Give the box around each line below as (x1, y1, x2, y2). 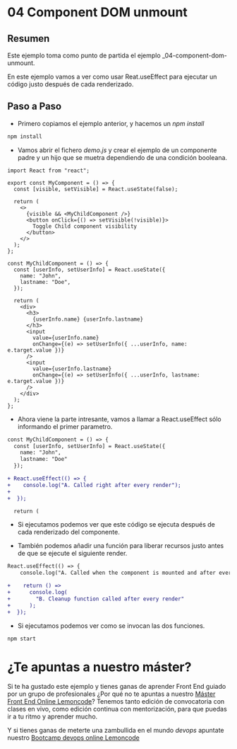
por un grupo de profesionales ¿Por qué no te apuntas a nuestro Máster (7, 690, 216, 698)
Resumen (7, 33, 50, 45)
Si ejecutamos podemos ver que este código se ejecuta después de (17, 520, 215, 529)
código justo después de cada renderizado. (7, 80, 134, 88)
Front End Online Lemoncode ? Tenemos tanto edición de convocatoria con (7, 697, 225, 706)
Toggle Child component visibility (32, 222, 138, 230)
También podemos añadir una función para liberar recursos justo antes (17, 542, 224, 550)
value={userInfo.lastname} (32, 365, 112, 372)
